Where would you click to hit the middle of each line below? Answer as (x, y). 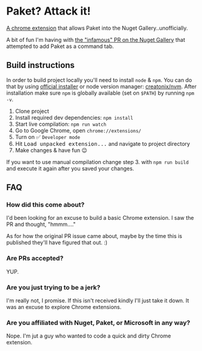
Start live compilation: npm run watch (61, 124)
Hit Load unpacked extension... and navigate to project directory (103, 143)
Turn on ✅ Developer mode (48, 137)
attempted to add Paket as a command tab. (60, 46)
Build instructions (40, 65)
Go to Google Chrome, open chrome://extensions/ (78, 130)
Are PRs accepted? (35, 258)
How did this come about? (45, 205)
